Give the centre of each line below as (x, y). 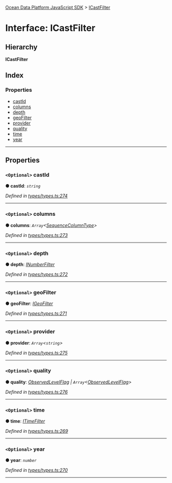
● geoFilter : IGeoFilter (29, 304)
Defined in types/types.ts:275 (37, 353)
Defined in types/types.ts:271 (36, 314)
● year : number (21, 460)
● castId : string (23, 186)
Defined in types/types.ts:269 (37, 431)
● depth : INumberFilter (30, 264)
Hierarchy (21, 47)
